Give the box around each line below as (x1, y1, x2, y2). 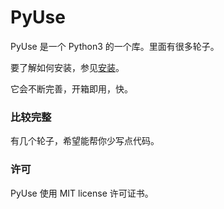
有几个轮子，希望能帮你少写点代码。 (10, 135, 160, 147)
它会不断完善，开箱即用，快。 (10, 82, 133, 95)
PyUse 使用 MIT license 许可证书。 (10, 187, 154, 199)
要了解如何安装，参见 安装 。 (10, 61, 125, 73)
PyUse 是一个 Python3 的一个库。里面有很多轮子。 (10, 40, 220, 52)
